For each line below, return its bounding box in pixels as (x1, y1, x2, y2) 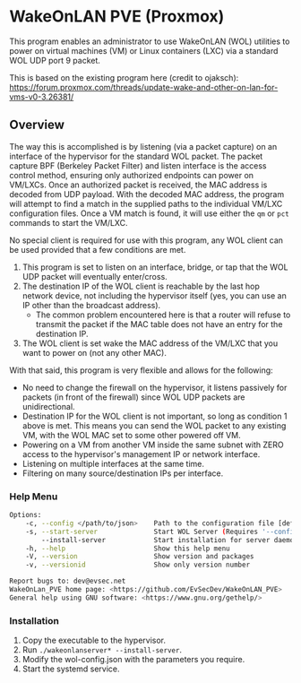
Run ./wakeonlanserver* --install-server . (21, 644, 182, 655)
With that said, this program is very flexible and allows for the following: (9, 365, 273, 376)
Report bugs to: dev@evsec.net (9, 576, 126, 586)
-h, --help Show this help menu (25, 544, 230, 553)
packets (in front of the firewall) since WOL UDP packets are (21, 392, 245, 402)
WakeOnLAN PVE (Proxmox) (9, 6, 225, 27)
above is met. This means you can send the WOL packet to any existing (21, 419, 287, 431)
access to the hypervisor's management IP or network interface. (21, 448, 261, 459)
